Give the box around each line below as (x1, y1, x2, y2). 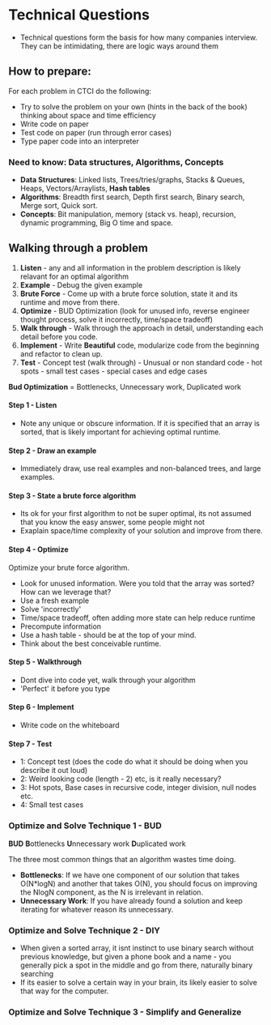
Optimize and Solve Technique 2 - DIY (8, 925, 160, 936)
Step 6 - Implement (8, 703, 74, 712)
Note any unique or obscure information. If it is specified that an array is (19, 419, 260, 429)
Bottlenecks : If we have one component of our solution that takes (19, 869, 240, 880)
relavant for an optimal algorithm (19, 271, 129, 281)
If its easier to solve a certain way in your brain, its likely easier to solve (19, 977, 257, 987)
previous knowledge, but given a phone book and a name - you (19, 951, 232, 961)
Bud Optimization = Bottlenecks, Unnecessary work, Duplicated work (8, 382, 242, 391)
